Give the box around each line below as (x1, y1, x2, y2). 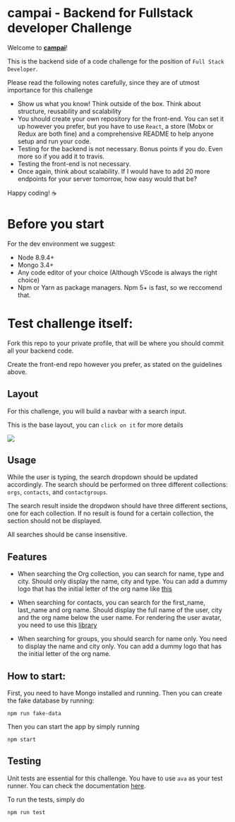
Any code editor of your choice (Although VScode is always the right (17, 268, 217, 276)
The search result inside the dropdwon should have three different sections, (7, 502, 228, 510)
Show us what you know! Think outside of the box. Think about (17, 99, 201, 107)
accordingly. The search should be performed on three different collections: (7, 481, 228, 489)
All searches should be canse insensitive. (7, 530, 128, 539)
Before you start (7, 216, 104, 233)
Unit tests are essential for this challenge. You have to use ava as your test (7, 774, 223, 782)
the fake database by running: (7, 696, 95, 705)
